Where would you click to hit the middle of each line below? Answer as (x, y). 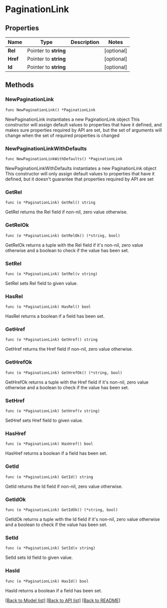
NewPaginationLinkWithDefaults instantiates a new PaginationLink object (81, 168)
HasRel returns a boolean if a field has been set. (55, 316)
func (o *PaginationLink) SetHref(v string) (53, 411)
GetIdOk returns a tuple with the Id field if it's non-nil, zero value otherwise (82, 519)
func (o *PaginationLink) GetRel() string (50, 203)
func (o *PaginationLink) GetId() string (49, 477)
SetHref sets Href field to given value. (44, 420)
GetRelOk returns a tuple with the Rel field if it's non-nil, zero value (74, 245)
